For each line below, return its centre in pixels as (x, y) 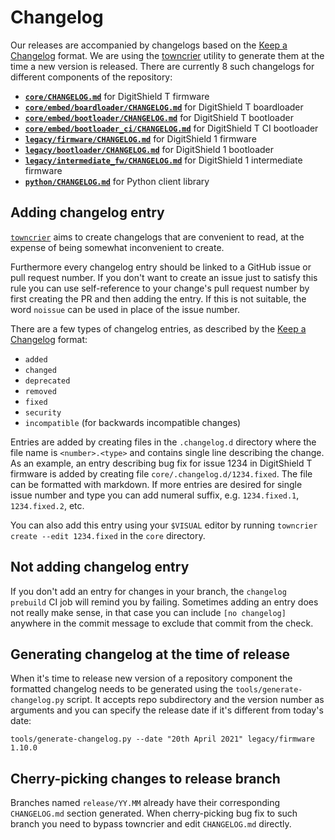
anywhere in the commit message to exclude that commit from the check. (162, 623)
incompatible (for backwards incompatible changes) (133, 422)
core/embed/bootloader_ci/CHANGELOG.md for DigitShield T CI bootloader (171, 128)
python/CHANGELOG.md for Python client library (117, 181)
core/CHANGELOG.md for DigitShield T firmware (117, 96)
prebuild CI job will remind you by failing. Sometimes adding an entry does (164, 602)
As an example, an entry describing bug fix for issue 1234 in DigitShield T (161, 463)
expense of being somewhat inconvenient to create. (117, 247)
